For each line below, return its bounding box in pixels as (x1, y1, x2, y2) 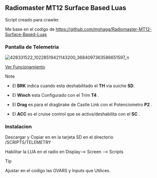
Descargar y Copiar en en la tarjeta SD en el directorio (5, 134, 113, 140)
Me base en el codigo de (5, 26, 55, 32)
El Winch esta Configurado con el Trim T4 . (12, 92, 100, 98)
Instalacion (5, 124, 32, 130)
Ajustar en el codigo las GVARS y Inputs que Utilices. (5, 168, 111, 174)
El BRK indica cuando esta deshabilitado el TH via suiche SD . (12, 83, 135, 89)
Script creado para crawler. (5, 17, 60, 22)
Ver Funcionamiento (5, 64, 45, 70)
